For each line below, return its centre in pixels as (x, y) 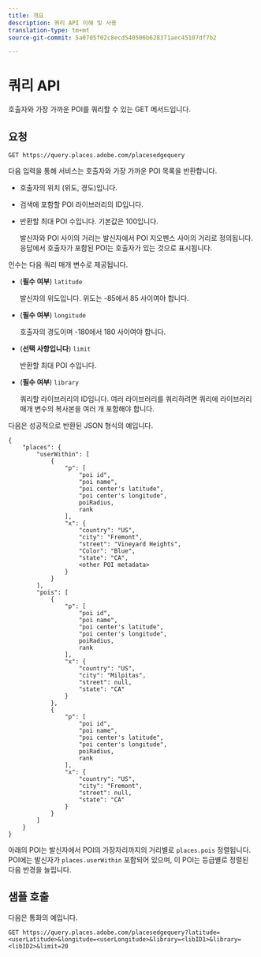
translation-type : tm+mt (49, 30)
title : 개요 (26, 15)
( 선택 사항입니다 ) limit (55, 349)
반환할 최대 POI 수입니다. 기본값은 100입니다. (89, 221)
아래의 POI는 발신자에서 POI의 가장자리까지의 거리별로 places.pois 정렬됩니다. (130, 850)
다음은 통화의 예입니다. (43, 918)
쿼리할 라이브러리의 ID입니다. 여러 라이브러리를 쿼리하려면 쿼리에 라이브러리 (136, 399)
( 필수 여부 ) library (49, 382)
